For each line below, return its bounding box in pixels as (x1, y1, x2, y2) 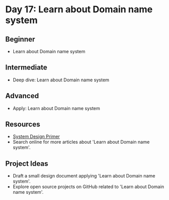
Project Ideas (5, 159, 49, 168)
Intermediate (5, 63, 48, 72)
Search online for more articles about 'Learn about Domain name (12, 139, 150, 145)
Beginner (5, 35, 35, 43)
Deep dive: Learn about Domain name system (12, 77, 110, 83)
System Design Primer (12, 134, 60, 140)
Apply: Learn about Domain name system (12, 105, 100, 111)
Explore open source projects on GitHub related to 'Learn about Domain (12, 184, 164, 190)
